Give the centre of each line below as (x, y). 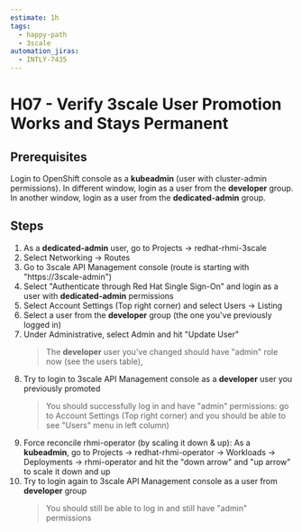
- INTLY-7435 (43, 60)
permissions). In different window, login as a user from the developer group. (152, 188)
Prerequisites (49, 157)
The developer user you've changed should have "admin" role (162, 351)
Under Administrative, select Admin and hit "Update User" (131, 334)
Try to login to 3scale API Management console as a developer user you (158, 378)
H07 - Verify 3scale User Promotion (146, 104)
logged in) (42, 324)
